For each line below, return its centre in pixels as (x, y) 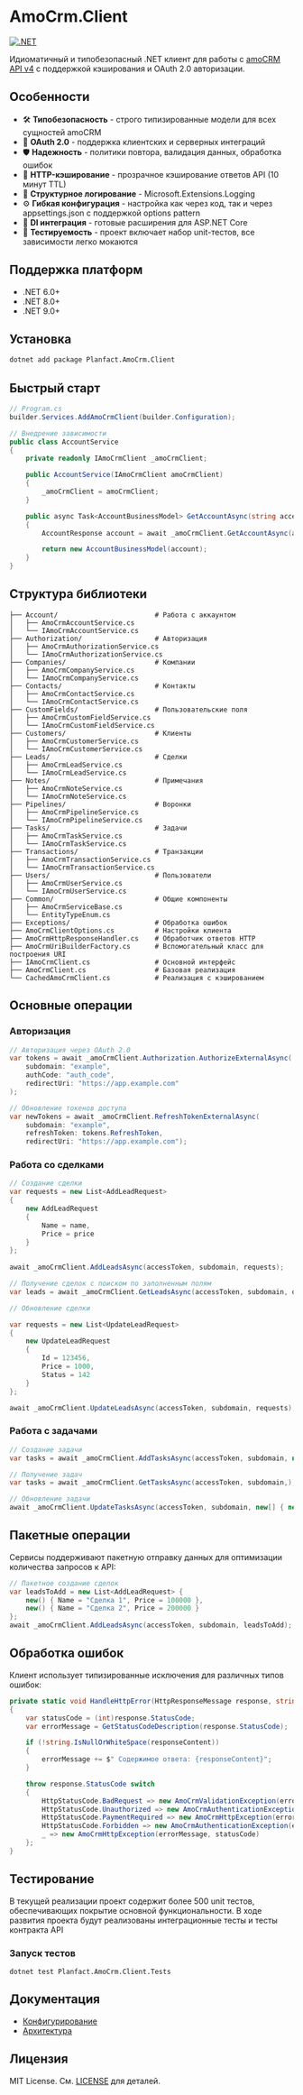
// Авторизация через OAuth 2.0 (70, 1050)
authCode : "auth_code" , (70, 1075)
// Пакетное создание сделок (64, 1583)
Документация (55, 1999)
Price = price (68, 1234)
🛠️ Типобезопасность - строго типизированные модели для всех (149, 119)
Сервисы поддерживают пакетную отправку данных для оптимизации (146, 1557)
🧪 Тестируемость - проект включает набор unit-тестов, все (138, 232)
